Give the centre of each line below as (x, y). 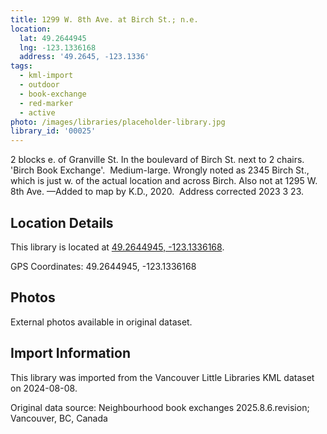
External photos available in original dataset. (101, 322)
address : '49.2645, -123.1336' (84, 57)
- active (37, 112)
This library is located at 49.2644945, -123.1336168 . (117, 247)
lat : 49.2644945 (53, 38)
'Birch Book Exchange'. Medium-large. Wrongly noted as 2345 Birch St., (160, 170)
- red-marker (46, 103)
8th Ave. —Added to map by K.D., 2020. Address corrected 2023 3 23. (157, 192)
